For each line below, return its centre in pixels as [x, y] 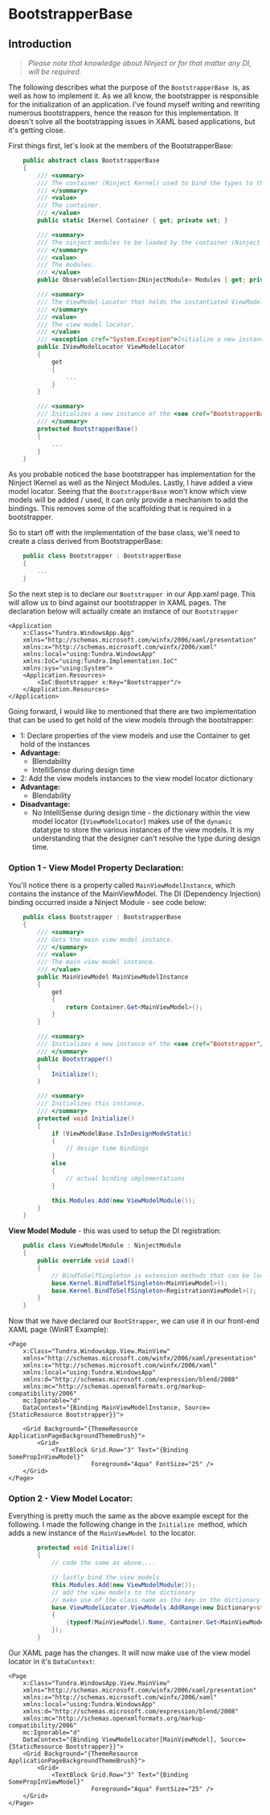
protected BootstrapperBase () [88, 429]
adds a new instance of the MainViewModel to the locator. [102, 1533]
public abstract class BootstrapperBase [91, 160]
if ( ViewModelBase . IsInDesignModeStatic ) [122, 1133]
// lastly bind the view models [105, 1578]
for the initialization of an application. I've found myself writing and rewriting [134, 104]
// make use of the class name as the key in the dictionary [156, 1600]
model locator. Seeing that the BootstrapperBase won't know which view [127, 492]
